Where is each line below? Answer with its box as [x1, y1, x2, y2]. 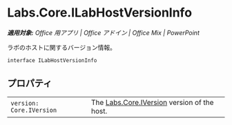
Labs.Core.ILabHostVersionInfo [7, 5, 192, 21]
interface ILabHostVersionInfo [7, 57, 97, 64]
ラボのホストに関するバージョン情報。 [7, 43, 116, 51]
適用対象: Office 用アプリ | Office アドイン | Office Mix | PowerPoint [7, 28, 200, 37]
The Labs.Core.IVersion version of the [90, 97, 214, 107]
